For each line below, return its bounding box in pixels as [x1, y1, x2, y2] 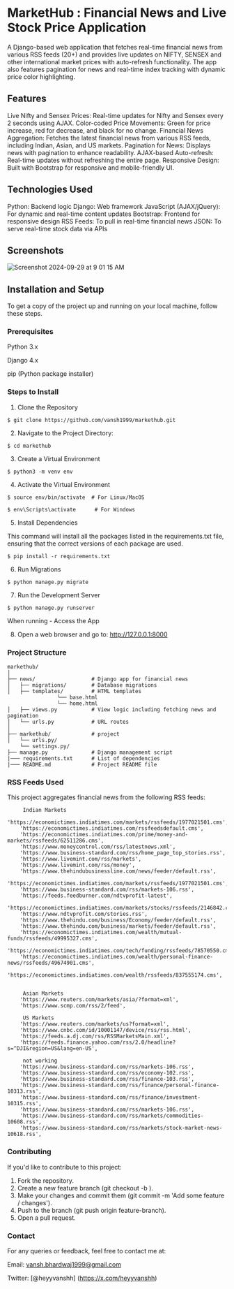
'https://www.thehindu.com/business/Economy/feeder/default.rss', [19, 917, 217, 924]
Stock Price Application [7, 20, 146, 36]
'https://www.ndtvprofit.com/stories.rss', [19, 910, 148, 918]
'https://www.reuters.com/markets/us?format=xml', [19, 1021, 170, 1028]
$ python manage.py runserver [7, 604, 95, 611]
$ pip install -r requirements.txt [7, 553, 111, 560]
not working [22, 1057, 58, 1065]
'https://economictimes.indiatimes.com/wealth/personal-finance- [19, 954, 214, 961]
